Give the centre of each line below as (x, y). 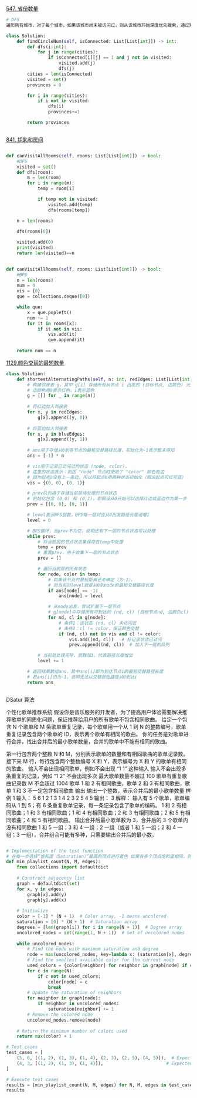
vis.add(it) (62, 334)
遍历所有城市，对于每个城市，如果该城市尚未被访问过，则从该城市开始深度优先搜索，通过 (98, 25)
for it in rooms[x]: (52, 324)
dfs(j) (67, 69)
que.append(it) (66, 340)
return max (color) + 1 (44, 1036)
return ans (40, 682)
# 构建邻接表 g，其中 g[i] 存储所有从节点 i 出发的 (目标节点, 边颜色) (105, 385)
